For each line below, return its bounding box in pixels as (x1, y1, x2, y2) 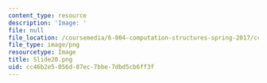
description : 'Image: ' (8, 19, 87, 27)
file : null (8, 26, 44, 34)
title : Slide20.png (8, 56, 73, 64)
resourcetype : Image (8, 48, 77, 56)
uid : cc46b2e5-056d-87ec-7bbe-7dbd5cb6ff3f (8, 63, 155, 71)
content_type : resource (8, 11, 87, 20)
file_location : (8, 33, 59, 42)
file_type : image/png (8, 41, 80, 49)
